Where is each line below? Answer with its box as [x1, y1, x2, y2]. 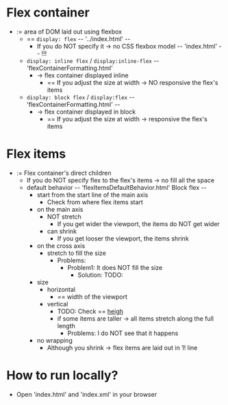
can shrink [47, 227, 77, 235]
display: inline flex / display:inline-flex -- [26, 56, 160, 64]
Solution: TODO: [77, 271, 124, 279]
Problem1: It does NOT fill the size [67, 263, 163, 271]
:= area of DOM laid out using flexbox [16, 27, 123, 36]
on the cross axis [36, 241, 86, 249]
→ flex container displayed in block [36, 108, 136, 116]
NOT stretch [47, 212, 81, 221]
